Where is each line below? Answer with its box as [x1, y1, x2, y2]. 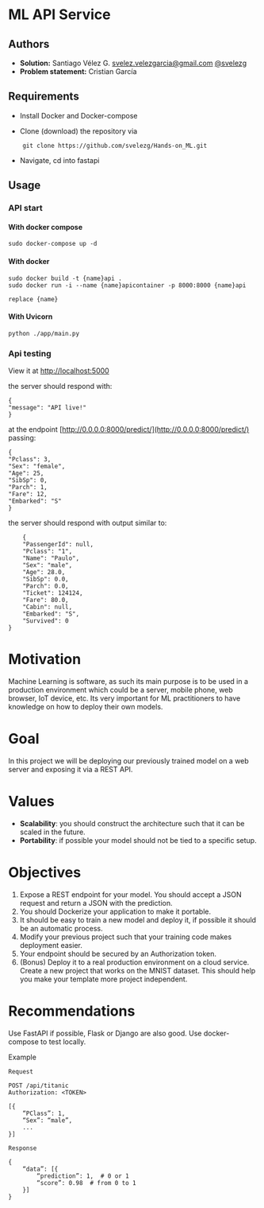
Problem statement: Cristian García [19, 67, 137, 76]
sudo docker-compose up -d [8, 240, 98, 248]
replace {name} [8, 295, 59, 303]
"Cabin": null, [22, 603, 73, 612]
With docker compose [8, 222, 83, 231]
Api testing [8, 348, 52, 359]
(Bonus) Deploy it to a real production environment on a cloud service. [19, 957, 250, 967]
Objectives [8, 864, 82, 882]
